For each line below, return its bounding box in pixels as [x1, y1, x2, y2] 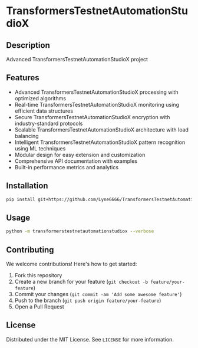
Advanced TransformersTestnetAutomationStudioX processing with [14, 88, 179, 96]
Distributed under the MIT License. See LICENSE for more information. [6, 336, 174, 343]
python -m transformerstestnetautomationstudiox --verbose [6, 228, 154, 234]
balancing [14, 132, 39, 139]
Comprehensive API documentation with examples [14, 157, 137, 165]
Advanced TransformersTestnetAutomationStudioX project [6, 56, 148, 63]
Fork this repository [14, 272, 62, 278]
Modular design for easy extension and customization [14, 151, 146, 158]
